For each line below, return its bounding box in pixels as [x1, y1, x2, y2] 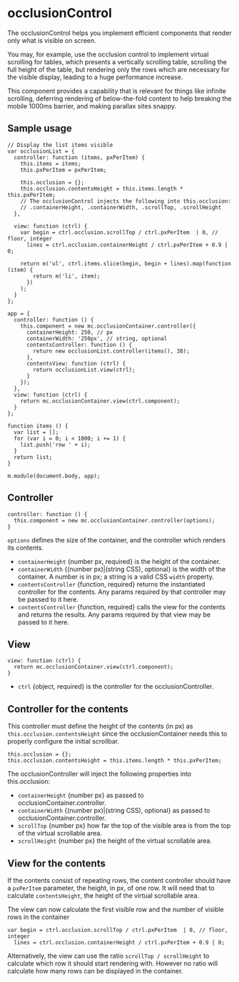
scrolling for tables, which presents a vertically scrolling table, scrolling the [7, 57, 227, 66]
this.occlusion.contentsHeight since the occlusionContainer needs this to [7, 729, 228, 738]
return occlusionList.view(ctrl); [33, 366, 136, 373]
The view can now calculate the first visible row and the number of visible [7, 905, 224, 913]
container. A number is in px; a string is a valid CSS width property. [17, 572, 214, 581]
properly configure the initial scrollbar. [7, 737, 120, 746]
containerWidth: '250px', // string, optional [26, 335, 168, 342]
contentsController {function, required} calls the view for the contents [17, 602, 226, 611]
